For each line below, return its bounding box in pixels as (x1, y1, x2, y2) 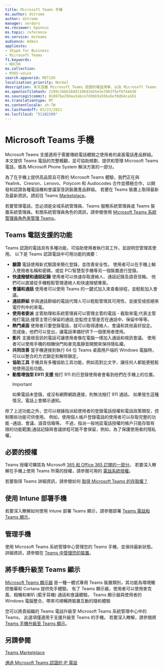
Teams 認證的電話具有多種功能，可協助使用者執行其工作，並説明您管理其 (5, 245, 152, 251)
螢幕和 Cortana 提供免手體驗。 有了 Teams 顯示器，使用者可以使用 (9, 585, 143, 591)
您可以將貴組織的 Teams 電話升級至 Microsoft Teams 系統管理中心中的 (5, 608, 147, 614)
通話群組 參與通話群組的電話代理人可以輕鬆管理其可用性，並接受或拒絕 (12, 298, 155, 304)
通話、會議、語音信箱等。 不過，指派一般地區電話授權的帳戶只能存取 (12, 420, 151, 426)
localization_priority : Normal (5, 80, 69, 85)
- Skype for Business (5, 48, 49, 53)
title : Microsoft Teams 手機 (5, 7, 63, 12)
